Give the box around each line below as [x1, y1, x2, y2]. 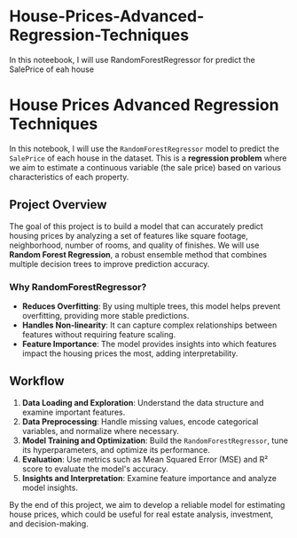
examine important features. [21, 407, 126, 417]
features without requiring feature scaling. [21, 328, 176, 339]
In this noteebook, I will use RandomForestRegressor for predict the [9, 54, 255, 65]
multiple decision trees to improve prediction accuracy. [9, 258, 210, 269]
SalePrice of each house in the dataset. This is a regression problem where [9, 153, 287, 163]
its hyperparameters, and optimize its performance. [21, 444, 210, 455]
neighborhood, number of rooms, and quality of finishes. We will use [9, 240, 260, 250]
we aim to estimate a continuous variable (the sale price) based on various [9, 162, 282, 172]
